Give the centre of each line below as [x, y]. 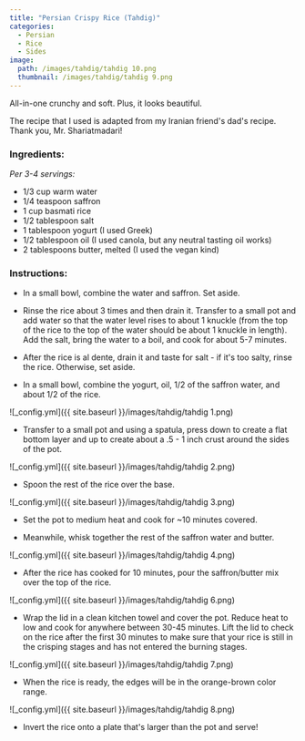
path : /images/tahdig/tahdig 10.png [87, 69]
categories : [32, 26]
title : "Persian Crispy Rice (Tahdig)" [85, 18]
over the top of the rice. [67, 582]
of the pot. [42, 449]
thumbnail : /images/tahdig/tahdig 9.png [95, 77]
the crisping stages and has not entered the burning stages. [135, 647]
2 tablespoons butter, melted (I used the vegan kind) [121, 250]
